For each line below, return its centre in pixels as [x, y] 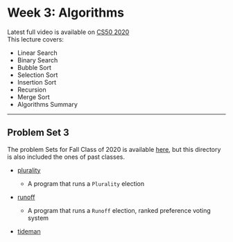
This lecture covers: [36, 39]
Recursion [32, 89]
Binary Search [37, 60]
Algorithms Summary [48, 104]
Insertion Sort [37, 82]
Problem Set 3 [38, 133]
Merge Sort [33, 97]
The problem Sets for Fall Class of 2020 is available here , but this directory [114, 149]
